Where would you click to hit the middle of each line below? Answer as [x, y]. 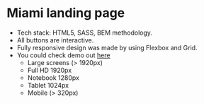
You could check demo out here [63, 55]
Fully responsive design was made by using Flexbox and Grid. [107, 47]
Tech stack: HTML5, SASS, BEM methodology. [85, 33]
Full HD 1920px [50, 70]
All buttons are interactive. [55, 40]
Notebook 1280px [53, 77]
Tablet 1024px [48, 85]
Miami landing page [66, 13]
